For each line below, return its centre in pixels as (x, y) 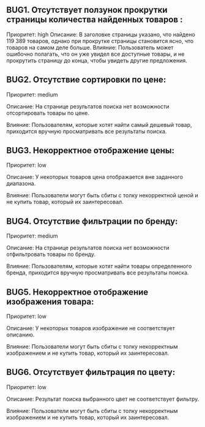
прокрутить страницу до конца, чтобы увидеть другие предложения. (97, 60)
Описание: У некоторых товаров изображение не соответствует (91, 328)
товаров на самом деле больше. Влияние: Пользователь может (90, 47)
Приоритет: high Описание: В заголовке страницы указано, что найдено (101, 34)
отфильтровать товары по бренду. (51, 254)
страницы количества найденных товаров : (95, 20)
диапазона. (21, 184)
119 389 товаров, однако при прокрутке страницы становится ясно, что (100, 41)
